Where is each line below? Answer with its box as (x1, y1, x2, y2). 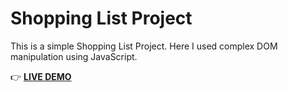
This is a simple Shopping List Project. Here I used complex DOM (10, 40, 278, 52)
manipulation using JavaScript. (10, 50, 138, 62)
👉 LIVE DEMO (10, 70, 72, 82)
